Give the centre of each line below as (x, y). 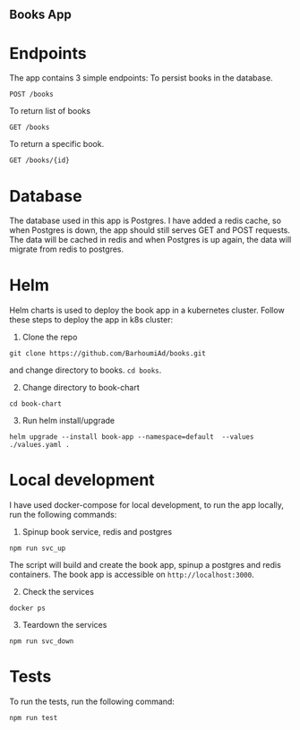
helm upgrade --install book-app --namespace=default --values (132, 437)
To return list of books (50, 111)
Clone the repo (50, 337)
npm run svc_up (38, 549)
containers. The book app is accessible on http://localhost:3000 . (132, 575)
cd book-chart (36, 404)
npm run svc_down (42, 641)
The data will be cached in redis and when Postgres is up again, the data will (150, 240)
